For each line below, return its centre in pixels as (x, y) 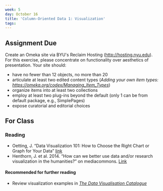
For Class (20, 121)
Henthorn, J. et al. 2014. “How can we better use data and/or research (82, 156)
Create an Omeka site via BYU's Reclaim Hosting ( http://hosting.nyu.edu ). (79, 55)
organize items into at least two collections (55, 90)
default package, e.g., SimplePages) (48, 101)
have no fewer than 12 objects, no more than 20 (60, 75)
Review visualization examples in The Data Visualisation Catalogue (79, 183)
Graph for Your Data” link (37, 151)
